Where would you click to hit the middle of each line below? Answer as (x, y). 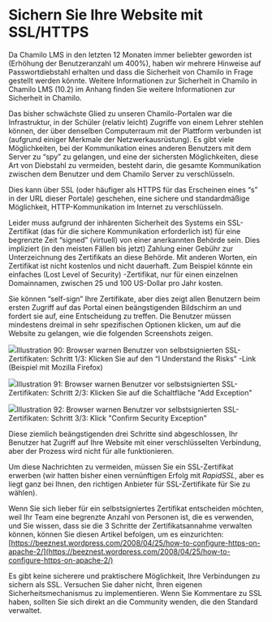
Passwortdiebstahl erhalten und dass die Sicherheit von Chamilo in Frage (131, 71)
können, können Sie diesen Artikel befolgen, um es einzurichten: (116, 534)
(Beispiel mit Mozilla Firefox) (56, 367)
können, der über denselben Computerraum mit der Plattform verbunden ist (135, 131)
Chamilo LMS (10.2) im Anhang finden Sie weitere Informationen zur (122, 89)
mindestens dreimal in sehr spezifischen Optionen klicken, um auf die (125, 324)
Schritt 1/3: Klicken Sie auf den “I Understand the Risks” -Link (153, 358)
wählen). (23, 492)
